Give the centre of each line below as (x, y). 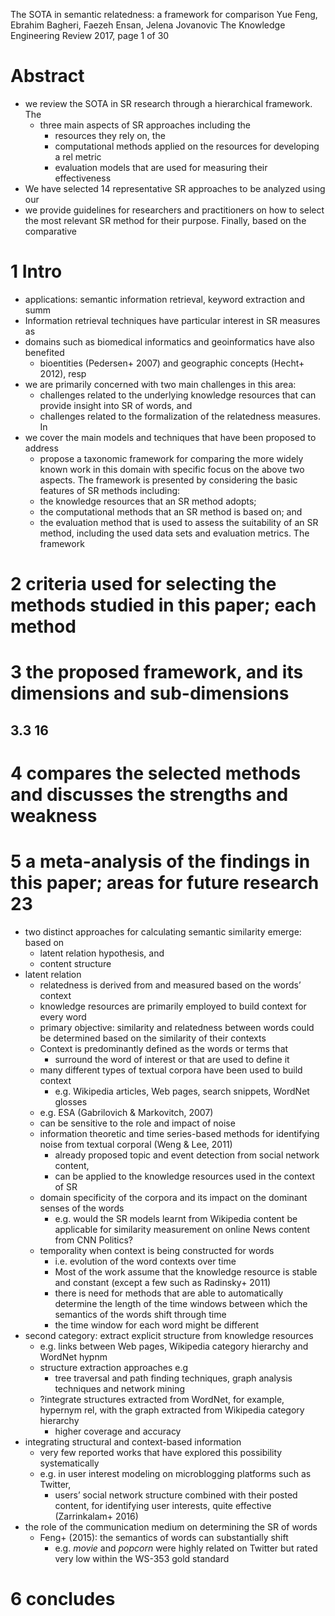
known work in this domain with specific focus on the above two (172, 469)
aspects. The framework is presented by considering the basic (168, 480)
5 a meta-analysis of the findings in (160, 861)
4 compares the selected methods (156, 773)
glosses (71, 1101)
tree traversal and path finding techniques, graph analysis (173, 1378)
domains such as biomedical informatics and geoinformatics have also (169, 341)
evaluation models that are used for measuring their (161, 167)
